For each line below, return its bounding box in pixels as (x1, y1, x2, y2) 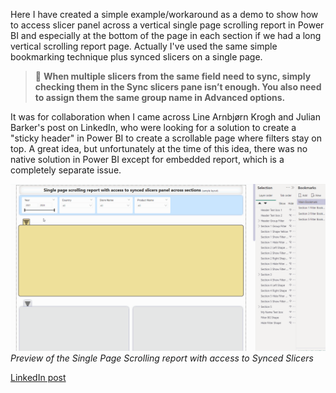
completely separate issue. (10, 164, 122, 176)
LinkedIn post (10, 371, 67, 383)
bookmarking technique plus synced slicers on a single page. (10, 51, 263, 63)
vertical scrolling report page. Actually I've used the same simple (10, 40, 278, 52)
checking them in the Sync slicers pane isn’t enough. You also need (34, 81, 322, 93)
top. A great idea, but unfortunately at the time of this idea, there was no (10, 143, 308, 154)
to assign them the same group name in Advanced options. (34, 92, 286, 103)
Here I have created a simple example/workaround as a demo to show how (10, 9, 319, 20)
